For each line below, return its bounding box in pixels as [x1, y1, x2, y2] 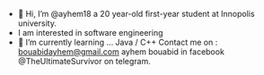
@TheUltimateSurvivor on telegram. [17, 56, 151, 66]
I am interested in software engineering [17, 28, 163, 37]
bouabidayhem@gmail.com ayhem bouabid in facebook [17, 46, 224, 57]
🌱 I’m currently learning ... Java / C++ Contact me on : [17, 37, 218, 47]
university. [17, 18, 57, 29]
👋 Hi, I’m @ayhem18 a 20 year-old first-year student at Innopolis [17, 9, 255, 19]
